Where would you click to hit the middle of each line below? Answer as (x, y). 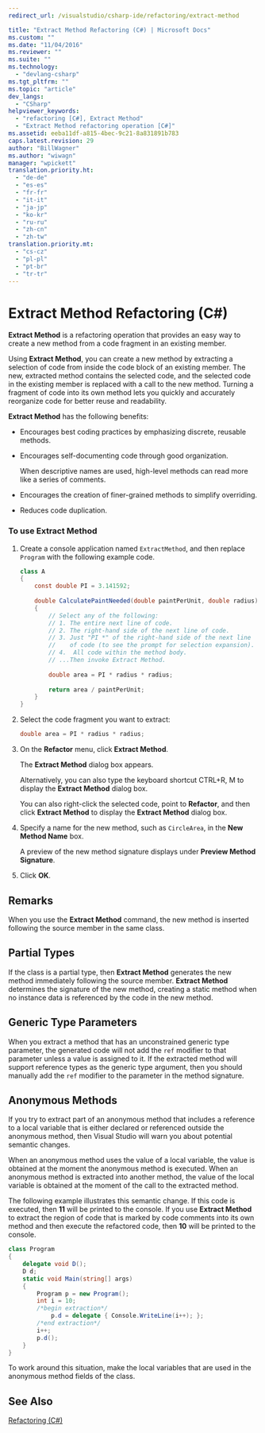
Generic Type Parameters (73, 1022)
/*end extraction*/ (69, 1323)
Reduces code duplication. (63, 510)
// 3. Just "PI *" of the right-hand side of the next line (150, 638)
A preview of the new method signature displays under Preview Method (138, 852)
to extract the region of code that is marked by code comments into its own (131, 1218)
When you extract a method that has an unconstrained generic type (119, 1041)
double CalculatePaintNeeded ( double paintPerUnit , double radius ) (146, 601)
